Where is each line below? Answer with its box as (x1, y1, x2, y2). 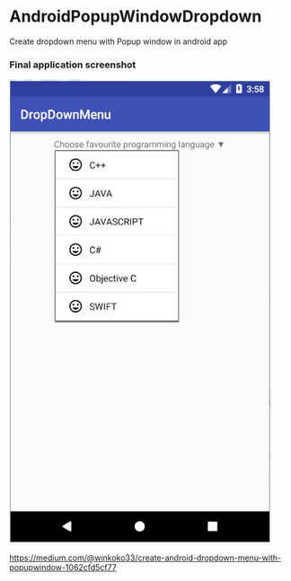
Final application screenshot (9, 58, 137, 71)
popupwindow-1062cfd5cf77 (9, 562, 117, 573)
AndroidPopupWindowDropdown (9, 6, 262, 27)
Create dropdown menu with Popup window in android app (9, 36, 227, 47)
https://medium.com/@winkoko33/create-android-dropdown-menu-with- (9, 552, 281, 563)
